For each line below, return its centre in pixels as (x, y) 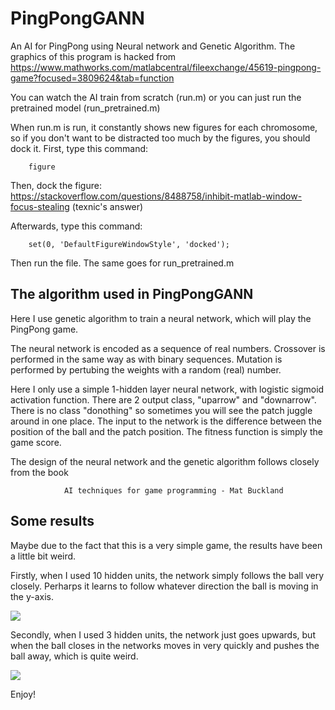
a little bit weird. (43, 556)
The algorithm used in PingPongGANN (132, 294)
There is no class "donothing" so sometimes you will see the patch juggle (161, 410)
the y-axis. (32, 596)
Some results (52, 521)
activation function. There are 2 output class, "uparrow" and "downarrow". (163, 399)
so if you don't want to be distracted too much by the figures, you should (160, 138)
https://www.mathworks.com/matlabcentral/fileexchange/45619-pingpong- (166, 67)
